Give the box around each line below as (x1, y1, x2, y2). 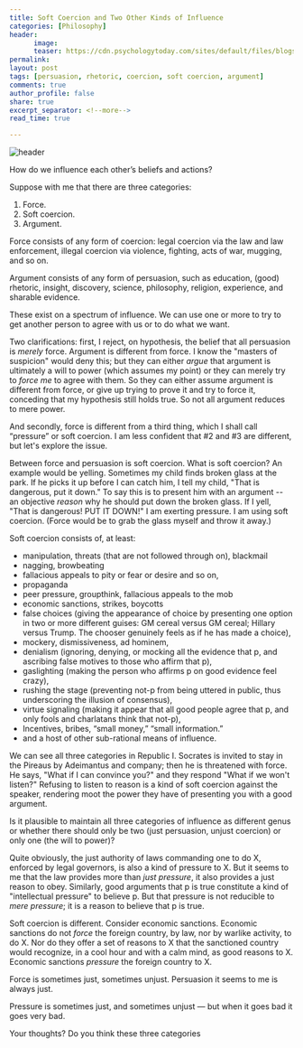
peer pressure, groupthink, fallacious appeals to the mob (22, 589, 234, 600)
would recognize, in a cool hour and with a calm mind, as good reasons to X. (9, 947, 294, 958)
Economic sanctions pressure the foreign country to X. (9, 957, 213, 968)
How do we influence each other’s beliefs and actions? (9, 164, 213, 175)
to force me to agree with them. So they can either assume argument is (9, 375, 273, 386)
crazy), (22, 675, 50, 687)
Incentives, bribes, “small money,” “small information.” (22, 724, 224, 735)
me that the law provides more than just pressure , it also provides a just (9, 872, 275, 883)
